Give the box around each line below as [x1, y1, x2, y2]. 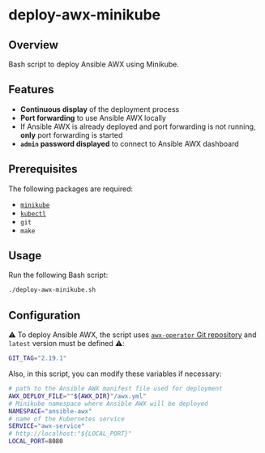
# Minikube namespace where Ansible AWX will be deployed [8, 400, 208, 408]
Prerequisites [8, 162, 78, 176]
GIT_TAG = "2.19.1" [8, 354, 67, 362]
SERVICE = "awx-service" [8, 422, 85, 430]
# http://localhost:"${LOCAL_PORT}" [8, 429, 132, 438]
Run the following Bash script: [8, 270, 109, 280]
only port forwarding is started [19, 130, 123, 139]
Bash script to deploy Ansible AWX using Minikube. [8, 59, 180, 69]
